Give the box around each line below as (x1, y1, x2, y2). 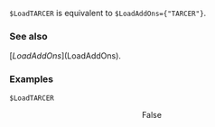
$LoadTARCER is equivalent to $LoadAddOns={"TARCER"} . (9, 8, 207, 18)
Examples (9, 73, 54, 86)
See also (9, 30, 48, 42)
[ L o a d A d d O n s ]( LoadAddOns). (9, 50, 122, 61)
